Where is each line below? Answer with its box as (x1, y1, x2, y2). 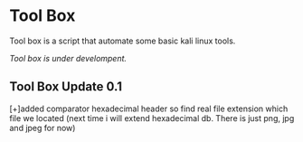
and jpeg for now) (9, 122, 76, 133)
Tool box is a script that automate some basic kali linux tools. (9, 35, 236, 46)
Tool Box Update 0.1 (9, 79, 123, 95)
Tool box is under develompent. (9, 52, 128, 63)
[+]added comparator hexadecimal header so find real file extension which (9, 103, 289, 114)
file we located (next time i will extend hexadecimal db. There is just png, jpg (9, 112, 295, 123)
